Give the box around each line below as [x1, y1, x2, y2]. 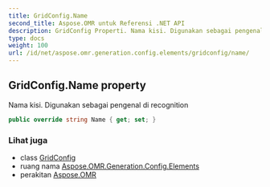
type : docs [8, 34, 45, 43]
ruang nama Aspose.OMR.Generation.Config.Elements [19, 161, 199, 171]
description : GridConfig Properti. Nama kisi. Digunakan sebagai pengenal [8, 26, 264, 35]
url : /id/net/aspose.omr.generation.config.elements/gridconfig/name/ [8, 49, 250, 57]
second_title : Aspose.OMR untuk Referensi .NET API [8, 19, 185, 27]
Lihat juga [8, 134, 48, 145]
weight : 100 [8, 42, 48, 50]
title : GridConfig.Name [8, 11, 88, 20]
